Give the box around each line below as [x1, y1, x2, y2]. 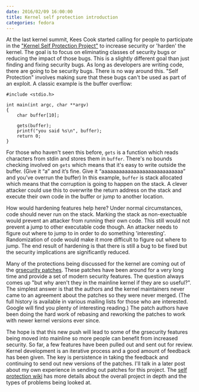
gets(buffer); [17, 123, 52, 129]
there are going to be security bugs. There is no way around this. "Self [6, 68, 178, 75]
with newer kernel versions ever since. [6, 317, 101, 324]
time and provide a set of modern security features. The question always [6, 273, 184, 280]
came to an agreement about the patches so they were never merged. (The [6, 292, 190, 299]
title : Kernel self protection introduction [6, 14, 118, 20]
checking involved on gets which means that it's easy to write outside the [6, 162, 186, 169]
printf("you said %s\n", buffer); [17, 128, 102, 134]
